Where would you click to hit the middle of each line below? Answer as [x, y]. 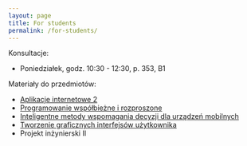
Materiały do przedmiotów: [53, 84]
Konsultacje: [29, 53]
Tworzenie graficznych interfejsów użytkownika [98, 125]
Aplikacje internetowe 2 [59, 100]
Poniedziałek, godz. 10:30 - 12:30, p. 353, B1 [92, 69]
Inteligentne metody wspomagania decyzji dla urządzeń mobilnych [129, 116]
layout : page [30, 16]
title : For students [43, 23]
